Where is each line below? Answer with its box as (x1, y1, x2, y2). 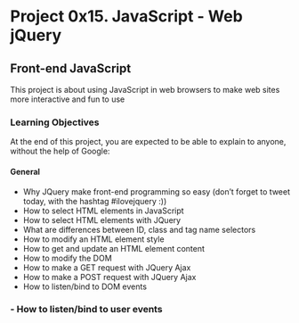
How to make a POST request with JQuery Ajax (22, 271, 197, 282)
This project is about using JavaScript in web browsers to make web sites (10, 85, 280, 95)
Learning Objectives (10, 116, 101, 128)
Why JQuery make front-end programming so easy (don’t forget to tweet (22, 186, 291, 197)
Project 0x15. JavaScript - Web (10, 6, 243, 27)
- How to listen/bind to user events (10, 303, 163, 316)
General (10, 166, 41, 177)
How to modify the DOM (22, 253, 112, 263)
